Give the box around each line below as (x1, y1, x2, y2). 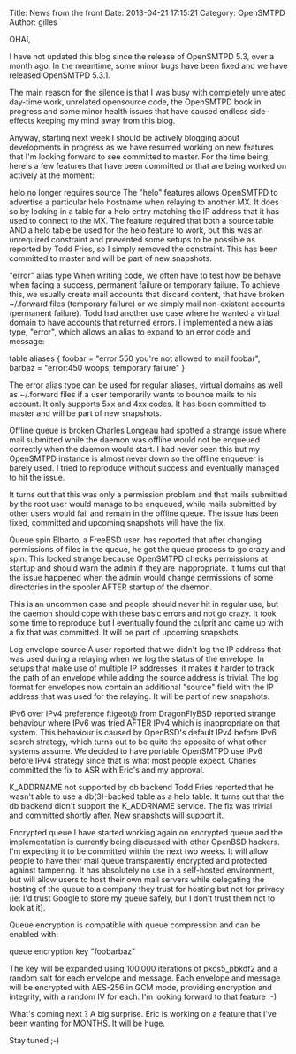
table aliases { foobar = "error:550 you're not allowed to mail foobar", (9, 353, 261, 364)
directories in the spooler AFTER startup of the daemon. (9, 581, 213, 592)
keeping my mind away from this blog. (36, 115, 176, 126)
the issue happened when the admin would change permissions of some (9, 573, 274, 582)
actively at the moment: (9, 170, 95, 181)
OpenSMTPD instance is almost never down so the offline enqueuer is (9, 453, 265, 464)
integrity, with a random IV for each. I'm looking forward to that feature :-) (9, 991, 277, 1002)
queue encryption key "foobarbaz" (9, 946, 136, 957)
